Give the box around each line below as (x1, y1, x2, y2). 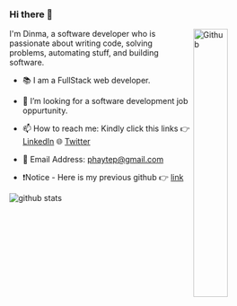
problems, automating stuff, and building (9, 48, 159, 58)
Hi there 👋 (9, 8, 54, 21)
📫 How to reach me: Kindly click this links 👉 (22, 123, 190, 134)
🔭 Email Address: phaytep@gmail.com (22, 154, 164, 165)
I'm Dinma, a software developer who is (9, 29, 156, 39)
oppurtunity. (22, 105, 68, 116)
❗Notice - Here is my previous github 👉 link (22, 172, 184, 183)
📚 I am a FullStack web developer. (22, 75, 151, 86)
